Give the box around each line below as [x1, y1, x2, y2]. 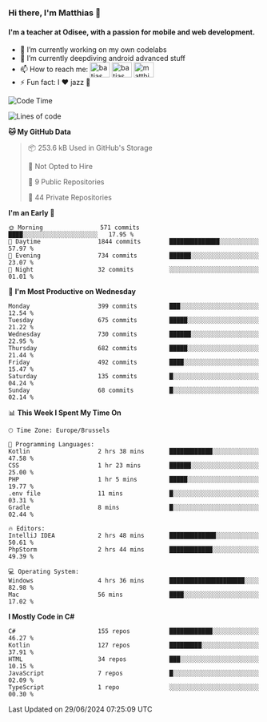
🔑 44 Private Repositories [27, 192, 112, 203]
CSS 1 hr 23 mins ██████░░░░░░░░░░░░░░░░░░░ [8, 462, 260, 470]
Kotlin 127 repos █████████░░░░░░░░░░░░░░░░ [8, 641, 260, 650]
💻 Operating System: [8, 568, 80, 576]
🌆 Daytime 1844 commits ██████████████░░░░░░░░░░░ [8, 238, 260, 246]
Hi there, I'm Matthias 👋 [8, 7, 102, 18]
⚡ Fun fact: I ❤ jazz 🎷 [19, 78, 91, 87]
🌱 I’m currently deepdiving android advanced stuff [19, 54, 186, 63]
